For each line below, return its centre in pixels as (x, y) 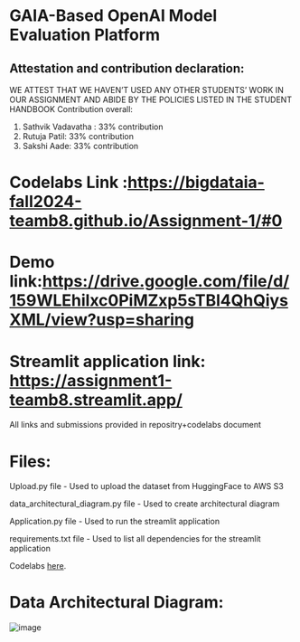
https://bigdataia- (196, 183)
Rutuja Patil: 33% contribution (78, 136)
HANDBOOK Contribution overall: (71, 109)
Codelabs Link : (69, 183)
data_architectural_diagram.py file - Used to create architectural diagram (145, 504)
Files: (30, 461)
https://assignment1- (91, 380)
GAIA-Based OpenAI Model (113, 16)
